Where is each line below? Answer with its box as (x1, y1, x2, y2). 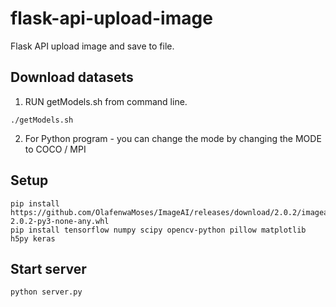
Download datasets (10, 69, 134, 86)
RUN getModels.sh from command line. (24, 95, 188, 107)
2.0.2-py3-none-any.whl (10, 216, 110, 226)
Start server (10, 260, 87, 277)
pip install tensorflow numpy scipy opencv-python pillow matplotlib (10, 225, 307, 235)
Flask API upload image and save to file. (10, 40, 175, 52)
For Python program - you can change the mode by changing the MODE (24, 132, 322, 144)
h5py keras (10, 233, 56, 244)
